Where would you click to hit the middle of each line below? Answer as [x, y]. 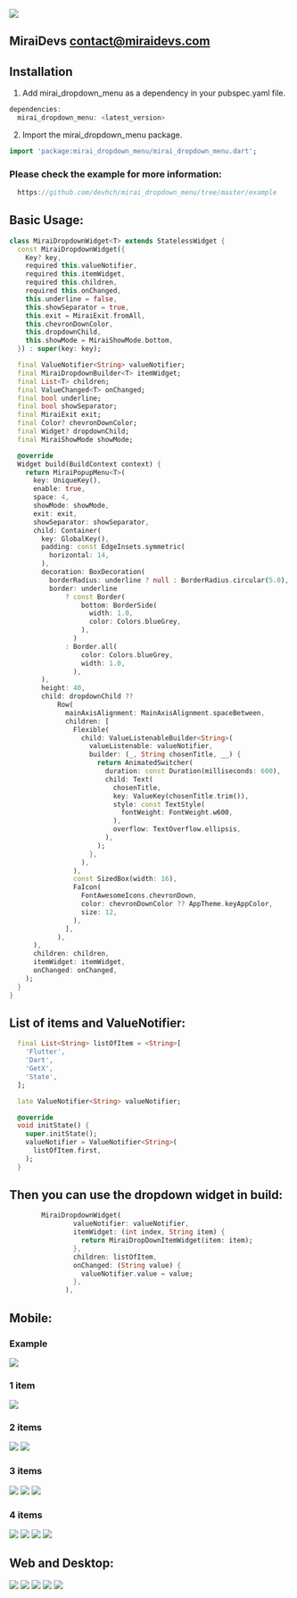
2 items [26, 1427]
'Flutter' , [45, 1052]
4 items [26, 1515]
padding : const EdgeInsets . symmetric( [113, 547]
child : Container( [67, 530]
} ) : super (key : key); [59, 349]
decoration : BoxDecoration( [93, 572]
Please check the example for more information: [115, 174]
